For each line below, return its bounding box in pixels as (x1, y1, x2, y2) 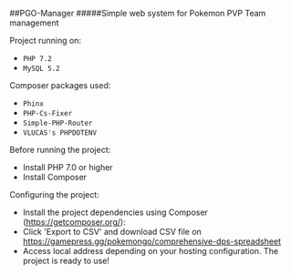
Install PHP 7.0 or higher (22, 162, 113, 172)
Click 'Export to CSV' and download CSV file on (22, 227, 203, 237)
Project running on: (9, 36, 82, 46)
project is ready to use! (22, 255, 109, 266)
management (9, 17, 59, 28)
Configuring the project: (9, 189, 100, 199)
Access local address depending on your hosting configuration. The (22, 246, 279, 256)
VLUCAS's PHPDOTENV (22, 128, 98, 137)
